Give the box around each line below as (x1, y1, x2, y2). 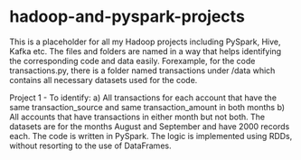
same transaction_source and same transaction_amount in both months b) (9, 101, 286, 112)
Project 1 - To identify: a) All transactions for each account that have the (9, 92, 277, 103)
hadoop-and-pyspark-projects (9, 6, 246, 27)
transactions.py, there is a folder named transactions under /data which (9, 65, 276, 76)
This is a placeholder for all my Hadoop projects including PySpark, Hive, (9, 36, 281, 47)
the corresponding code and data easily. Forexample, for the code (9, 55, 256, 66)
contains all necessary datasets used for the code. (9, 74, 198, 85)
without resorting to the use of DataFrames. (9, 140, 172, 151)
